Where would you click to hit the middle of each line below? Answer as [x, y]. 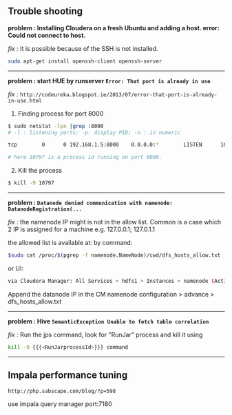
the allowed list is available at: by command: [70, 243]
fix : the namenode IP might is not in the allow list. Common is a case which [115, 222]
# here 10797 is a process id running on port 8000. [85, 158]
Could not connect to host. [47, 35]
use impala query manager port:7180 [60, 404]
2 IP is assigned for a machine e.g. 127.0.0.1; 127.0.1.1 [82, 229]
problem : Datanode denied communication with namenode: [90, 203]
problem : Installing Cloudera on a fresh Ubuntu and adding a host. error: [114, 28]
